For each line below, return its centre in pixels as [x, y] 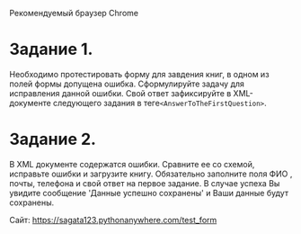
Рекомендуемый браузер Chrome [74, 13]
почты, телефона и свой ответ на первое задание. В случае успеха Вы [145, 183]
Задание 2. [53, 139]
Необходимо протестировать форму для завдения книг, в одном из [139, 74]
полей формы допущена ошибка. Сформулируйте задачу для [127, 84]
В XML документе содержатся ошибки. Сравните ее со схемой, [132, 164]
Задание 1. [51, 49]
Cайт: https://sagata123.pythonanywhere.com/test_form [113, 220]
